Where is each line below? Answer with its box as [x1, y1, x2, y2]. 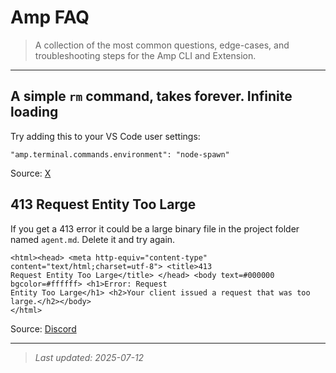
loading [10, 104, 59, 121]
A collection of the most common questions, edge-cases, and [34, 39, 290, 51]
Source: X [10, 167, 52, 179]
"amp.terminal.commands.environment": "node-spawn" [10, 149, 230, 160]
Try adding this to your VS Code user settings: [10, 130, 201, 142]
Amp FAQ [10, 6, 90, 29]
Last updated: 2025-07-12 [34, 351, 145, 363]
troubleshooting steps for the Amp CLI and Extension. [34, 49, 257, 61]
